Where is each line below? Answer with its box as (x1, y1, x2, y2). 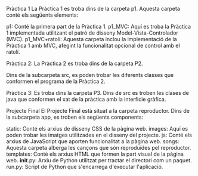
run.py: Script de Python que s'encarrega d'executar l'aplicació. (6, 163, 163, 170)
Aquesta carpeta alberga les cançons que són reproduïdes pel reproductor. (6, 144, 191, 151)
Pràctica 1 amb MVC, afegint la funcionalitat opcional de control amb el (6, 42, 180, 49)
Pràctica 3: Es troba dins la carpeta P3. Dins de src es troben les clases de (6, 89, 189, 96)
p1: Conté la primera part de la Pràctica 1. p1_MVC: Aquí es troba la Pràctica (6, 23, 191, 30)
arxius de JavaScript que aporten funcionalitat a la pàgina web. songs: (6, 138, 180, 145)
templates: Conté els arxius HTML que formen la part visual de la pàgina (6, 150, 184, 158)
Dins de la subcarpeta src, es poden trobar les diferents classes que (6, 72, 174, 78)
